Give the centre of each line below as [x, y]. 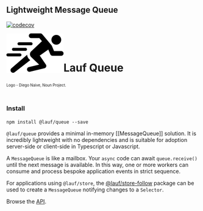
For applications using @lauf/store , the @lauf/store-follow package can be [100, 183]
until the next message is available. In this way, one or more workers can [98, 165]
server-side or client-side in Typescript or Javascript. [73, 146]
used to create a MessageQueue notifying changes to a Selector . [85, 190]
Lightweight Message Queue [62, 10]
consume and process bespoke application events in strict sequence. [94, 171]
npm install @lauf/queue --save [47, 122]
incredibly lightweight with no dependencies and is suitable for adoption [97, 139]
